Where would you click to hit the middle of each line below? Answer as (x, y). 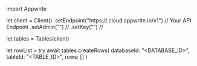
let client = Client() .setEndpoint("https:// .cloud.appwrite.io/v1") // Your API (99, 20)
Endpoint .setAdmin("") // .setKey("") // (55, 27)
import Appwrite (27, 9)
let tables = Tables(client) (38, 38)
